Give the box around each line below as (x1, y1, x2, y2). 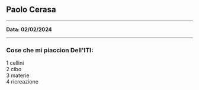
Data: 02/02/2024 (6, 26, 52, 33)
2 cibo (6, 66, 22, 73)
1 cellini (6, 59, 24, 66)
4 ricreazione (6, 78, 38, 85)
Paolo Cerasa (6, 5, 56, 15)
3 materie (6, 72, 30, 79)
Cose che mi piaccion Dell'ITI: (6, 46, 94, 54)
